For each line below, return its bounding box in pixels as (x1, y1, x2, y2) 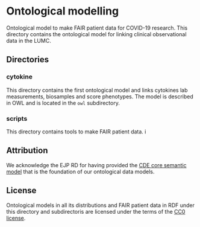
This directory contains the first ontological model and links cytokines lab (6, 86, 188, 94)
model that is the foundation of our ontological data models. (6, 168, 155, 175)
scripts (6, 114, 28, 123)
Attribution (6, 145, 48, 156)
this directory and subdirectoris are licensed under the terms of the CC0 (6, 208, 186, 215)
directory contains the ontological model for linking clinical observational (6, 30, 187, 37)
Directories (6, 54, 49, 65)
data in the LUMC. (6, 37, 51, 44)
